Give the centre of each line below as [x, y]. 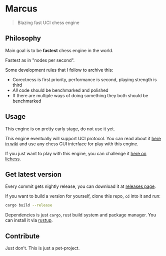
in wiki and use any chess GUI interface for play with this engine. [72, 144]
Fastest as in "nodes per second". [40, 60]
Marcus [21, 9]
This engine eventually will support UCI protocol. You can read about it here [83, 138]
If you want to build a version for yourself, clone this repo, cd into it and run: [83, 196]
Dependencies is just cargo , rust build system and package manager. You [81, 215]
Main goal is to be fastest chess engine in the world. [59, 50]
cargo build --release [29, 205]
